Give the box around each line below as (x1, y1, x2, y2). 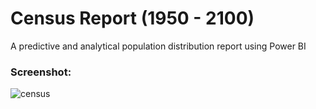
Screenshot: (10, 65, 72, 79)
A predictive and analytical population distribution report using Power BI (10, 40, 307, 52)
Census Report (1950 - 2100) (10, 7, 255, 30)
